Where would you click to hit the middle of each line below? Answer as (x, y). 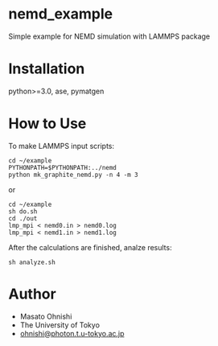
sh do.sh (23, 211)
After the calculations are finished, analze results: (90, 247)
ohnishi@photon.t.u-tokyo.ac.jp (72, 333)
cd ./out (23, 218)
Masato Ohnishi (46, 316)
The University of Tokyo (60, 325)
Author (32, 294)
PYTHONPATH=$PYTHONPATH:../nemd (62, 167)
